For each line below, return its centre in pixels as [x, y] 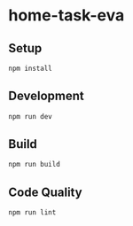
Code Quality [45, 192]
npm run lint [32, 213]
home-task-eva [66, 16]
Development [47, 96]
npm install [30, 68]
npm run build [35, 165]
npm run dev [30, 116]
